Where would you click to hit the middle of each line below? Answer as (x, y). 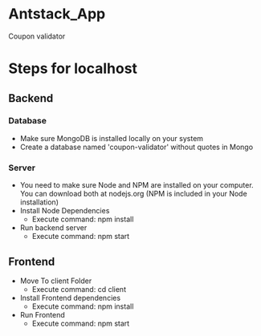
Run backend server (53, 228)
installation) (39, 202)
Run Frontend (43, 314)
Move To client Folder (56, 281)
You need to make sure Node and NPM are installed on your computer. (137, 185)
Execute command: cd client (79, 289)
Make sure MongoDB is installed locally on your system (111, 138)
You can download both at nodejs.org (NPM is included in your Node (133, 194)
